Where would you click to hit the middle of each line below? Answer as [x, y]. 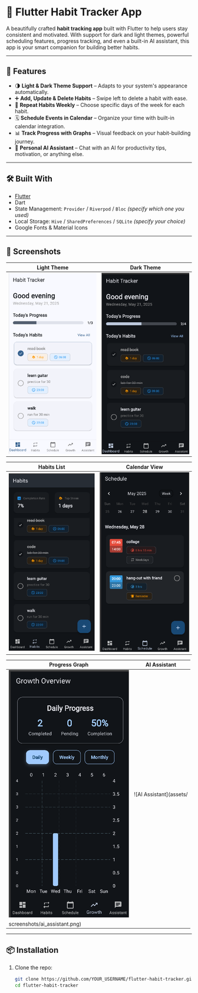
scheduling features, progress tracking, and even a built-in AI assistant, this [98, 41]
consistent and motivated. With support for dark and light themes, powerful [98, 34]
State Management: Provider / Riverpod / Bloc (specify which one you [99, 209]
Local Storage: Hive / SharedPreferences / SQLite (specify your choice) [100, 221]
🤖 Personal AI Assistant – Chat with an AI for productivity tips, [90, 148]
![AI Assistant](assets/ [161, 794]
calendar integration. [40, 126]
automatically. [32, 92]
